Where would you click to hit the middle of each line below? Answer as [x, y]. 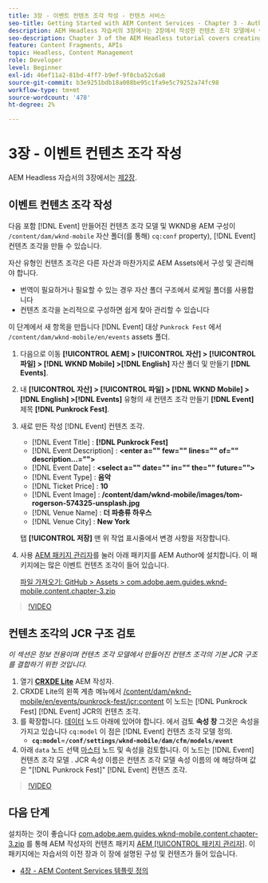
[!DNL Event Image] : [66, 494]
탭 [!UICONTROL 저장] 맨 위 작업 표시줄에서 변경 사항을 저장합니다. [125, 538]
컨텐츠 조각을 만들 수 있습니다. [55, 245]
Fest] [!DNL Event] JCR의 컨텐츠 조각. [80, 711]
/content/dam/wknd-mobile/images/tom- [172, 494]
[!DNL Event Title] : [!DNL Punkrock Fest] [100, 442]
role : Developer [35, 61]
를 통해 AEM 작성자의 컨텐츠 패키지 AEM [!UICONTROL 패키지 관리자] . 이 [141, 843]
